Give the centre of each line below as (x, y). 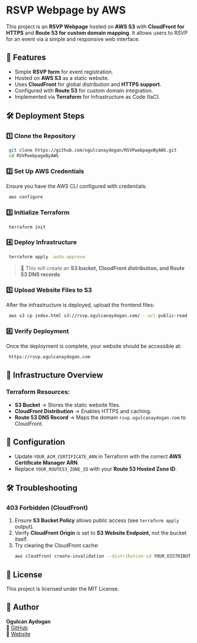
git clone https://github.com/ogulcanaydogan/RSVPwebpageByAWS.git (93, 151)
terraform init (27, 227)
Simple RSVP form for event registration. (64, 72)
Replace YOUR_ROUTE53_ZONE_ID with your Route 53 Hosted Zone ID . (96, 469)
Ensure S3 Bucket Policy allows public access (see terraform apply (97, 521)
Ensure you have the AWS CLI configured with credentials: (77, 186)
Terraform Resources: (38, 392)
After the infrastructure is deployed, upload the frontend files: (80, 305)
